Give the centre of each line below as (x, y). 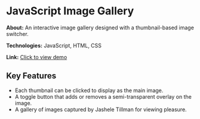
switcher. (17, 33)
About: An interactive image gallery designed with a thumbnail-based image (100, 28)
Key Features (31, 76)
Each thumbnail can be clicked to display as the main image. (89, 90)
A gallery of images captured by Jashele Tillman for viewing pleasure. (101, 109)
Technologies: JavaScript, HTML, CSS (54, 45)
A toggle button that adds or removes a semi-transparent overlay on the (103, 96)
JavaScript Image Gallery (70, 11)
